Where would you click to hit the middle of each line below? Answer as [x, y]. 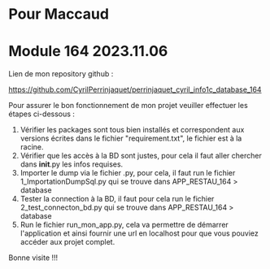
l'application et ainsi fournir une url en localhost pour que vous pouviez [139, 233]
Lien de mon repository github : [61, 74]
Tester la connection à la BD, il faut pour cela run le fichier [117, 199]
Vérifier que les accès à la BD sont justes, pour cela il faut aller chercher [141, 156]
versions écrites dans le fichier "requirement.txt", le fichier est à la [131, 138]
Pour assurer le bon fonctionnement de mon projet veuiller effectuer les [128, 106]
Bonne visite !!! [33, 258]
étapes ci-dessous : [42, 114]
